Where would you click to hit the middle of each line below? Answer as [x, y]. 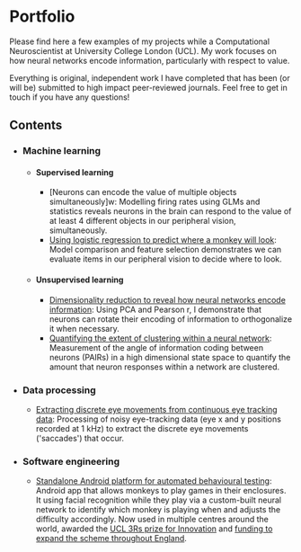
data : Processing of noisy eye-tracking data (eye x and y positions [158, 419]
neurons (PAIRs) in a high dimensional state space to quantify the [170, 357]
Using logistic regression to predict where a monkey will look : [163, 240]
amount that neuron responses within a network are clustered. [164, 367]
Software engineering [71, 461]
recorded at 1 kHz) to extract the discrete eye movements [142, 428]
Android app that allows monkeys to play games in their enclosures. [161, 491]
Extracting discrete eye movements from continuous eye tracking [156, 409]
